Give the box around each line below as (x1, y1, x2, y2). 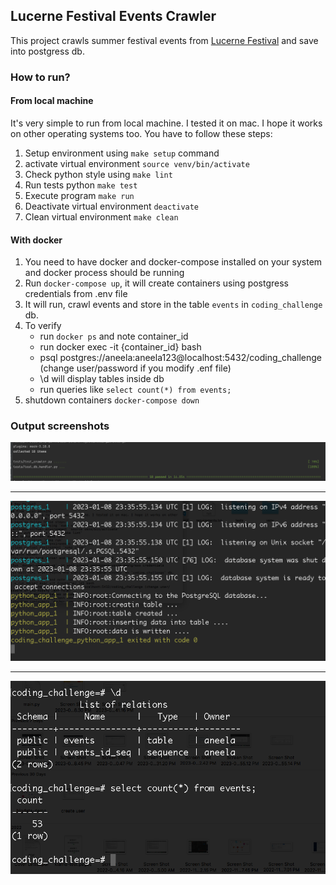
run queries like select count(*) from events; (39, 384, 232, 396)
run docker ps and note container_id (39, 330, 189, 343)
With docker (10, 234, 63, 246)
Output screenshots (10, 419, 110, 433)
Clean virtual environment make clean (24, 210, 179, 223)
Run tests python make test (24, 179, 138, 191)
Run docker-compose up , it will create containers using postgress (24, 277, 289, 289)
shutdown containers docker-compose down (24, 394, 200, 406)
